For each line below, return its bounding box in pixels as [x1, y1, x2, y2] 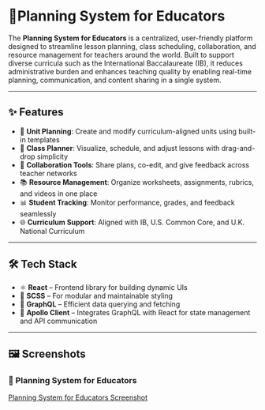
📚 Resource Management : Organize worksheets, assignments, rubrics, [19, 177, 255, 186]
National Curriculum [19, 226, 85, 235]
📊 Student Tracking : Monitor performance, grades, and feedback [19, 197, 235, 207]
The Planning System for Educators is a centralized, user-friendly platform [8, 33, 253, 43]
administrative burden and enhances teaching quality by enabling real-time [8, 66, 252, 76]
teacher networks [19, 168, 77, 178]
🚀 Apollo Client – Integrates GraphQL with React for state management [19, 307, 251, 317]
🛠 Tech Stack [8, 258, 77, 271]
